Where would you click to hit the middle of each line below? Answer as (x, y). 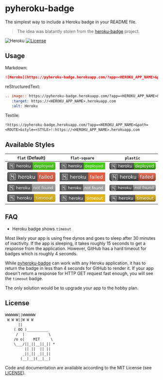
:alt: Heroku (24, 106)
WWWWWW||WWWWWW (20, 315)
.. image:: (16, 96)
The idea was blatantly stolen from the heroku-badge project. (78, 31)
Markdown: (16, 67)
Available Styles (30, 144)
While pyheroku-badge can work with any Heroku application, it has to (75, 263)
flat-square (82, 158)
